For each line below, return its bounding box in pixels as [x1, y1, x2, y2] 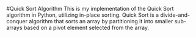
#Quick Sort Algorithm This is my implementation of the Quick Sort [6, 5, 174, 12]
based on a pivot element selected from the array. [23, 24, 150, 31]
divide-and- [160, 11, 191, 18]
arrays [6, 24, 23, 31]
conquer [6, 18, 27, 24]
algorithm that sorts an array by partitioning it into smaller [28, 18, 173, 24]
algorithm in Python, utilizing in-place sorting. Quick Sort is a [6, 11, 159, 18]
